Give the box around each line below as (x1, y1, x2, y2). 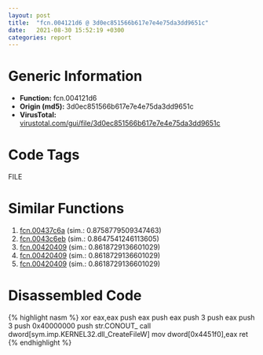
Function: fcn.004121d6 (19, 94, 97, 103)
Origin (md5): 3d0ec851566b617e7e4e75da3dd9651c (19, 102, 194, 111)
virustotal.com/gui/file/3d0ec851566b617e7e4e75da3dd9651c (19, 119, 221, 128)
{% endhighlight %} (8, 338, 72, 347)
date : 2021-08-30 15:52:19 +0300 (8, 26, 125, 34)
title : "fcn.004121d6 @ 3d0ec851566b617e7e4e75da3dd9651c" (8, 19, 210, 27)
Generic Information (8, 68, 143, 85)
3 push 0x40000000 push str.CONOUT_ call (8, 321, 152, 331)
